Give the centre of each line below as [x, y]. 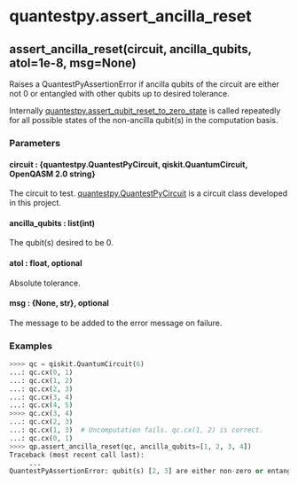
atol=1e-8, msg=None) [73, 62]
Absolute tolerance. [45, 283]
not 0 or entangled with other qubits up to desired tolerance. [120, 94]
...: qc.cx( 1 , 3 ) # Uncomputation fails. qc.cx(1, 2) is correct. [137, 430]
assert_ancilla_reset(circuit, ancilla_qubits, [130, 49]
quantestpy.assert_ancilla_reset [130, 16]
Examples [31, 346]
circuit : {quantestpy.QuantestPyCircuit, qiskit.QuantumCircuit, [129, 164]
